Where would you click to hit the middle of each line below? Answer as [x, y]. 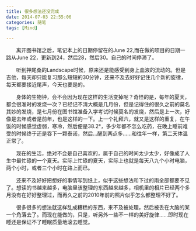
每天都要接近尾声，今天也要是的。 [47, 85]
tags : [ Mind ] [22, 28]
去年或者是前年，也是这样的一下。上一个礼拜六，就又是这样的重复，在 [100, 119]
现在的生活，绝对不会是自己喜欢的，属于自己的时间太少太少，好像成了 [100, 153]
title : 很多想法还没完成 [33, 11]
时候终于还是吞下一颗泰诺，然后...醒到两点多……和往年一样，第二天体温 [102, 134]
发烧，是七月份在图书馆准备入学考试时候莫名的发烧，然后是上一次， [103, 112]
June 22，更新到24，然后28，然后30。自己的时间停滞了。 [87, 58]
